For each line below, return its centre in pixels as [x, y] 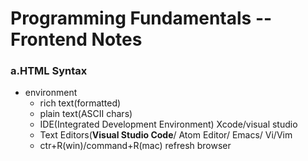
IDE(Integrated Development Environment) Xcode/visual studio [168, 124]
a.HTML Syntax [49, 71]
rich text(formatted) [80, 103]
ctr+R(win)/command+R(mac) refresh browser [135, 146]
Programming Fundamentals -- [141, 18]
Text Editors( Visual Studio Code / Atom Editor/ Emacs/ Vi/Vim [166, 135]
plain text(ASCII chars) [86, 114]
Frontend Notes [76, 39]
